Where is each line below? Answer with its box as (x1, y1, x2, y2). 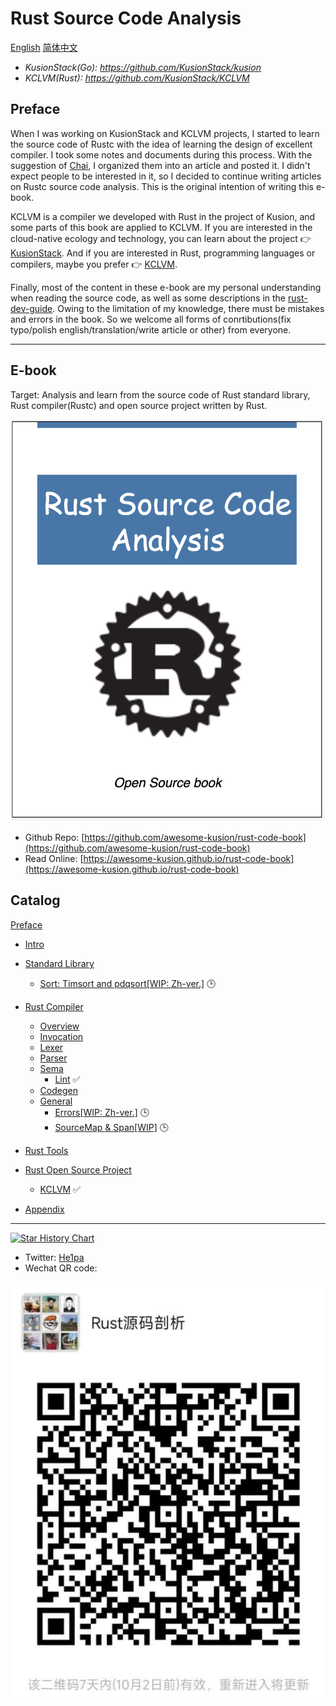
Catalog (10, 892, 61, 909)
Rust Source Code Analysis (10, 7, 242, 30)
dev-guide (10, 302, 53, 314)
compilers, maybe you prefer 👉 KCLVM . (10, 258, 178, 270)
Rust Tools (24, 1144, 69, 1156)
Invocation (39, 1030, 84, 1042)
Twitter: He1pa (24, 1251, 85, 1263)
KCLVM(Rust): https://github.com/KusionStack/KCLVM (24, 72, 250, 84)
